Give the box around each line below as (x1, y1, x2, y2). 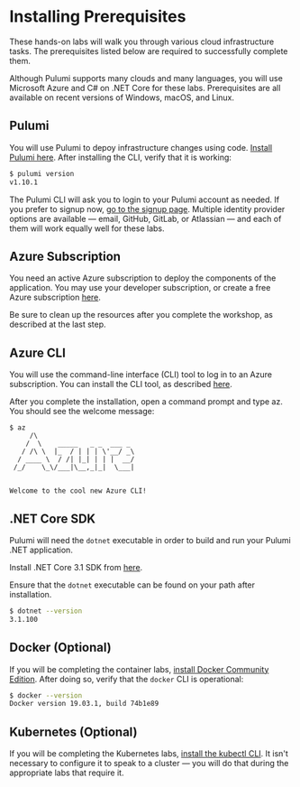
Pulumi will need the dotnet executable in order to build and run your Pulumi (9, 534, 291, 545)
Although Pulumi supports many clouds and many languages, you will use (9, 72, 284, 83)
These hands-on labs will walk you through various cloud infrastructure (9, 36, 275, 47)
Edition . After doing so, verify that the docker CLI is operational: (9, 673, 244, 684)
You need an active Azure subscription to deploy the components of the (9, 273, 277, 283)
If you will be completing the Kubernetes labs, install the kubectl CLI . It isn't (9, 748, 288, 759)
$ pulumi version (9, 169, 75, 178)
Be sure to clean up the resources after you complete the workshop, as (9, 310, 273, 320)
